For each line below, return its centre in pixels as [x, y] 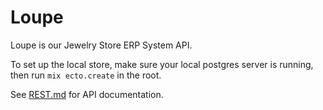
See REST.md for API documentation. [87, 94]
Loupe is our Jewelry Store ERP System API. [101, 45]
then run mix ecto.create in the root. [86, 75]
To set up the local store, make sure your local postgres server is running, [162, 64]
